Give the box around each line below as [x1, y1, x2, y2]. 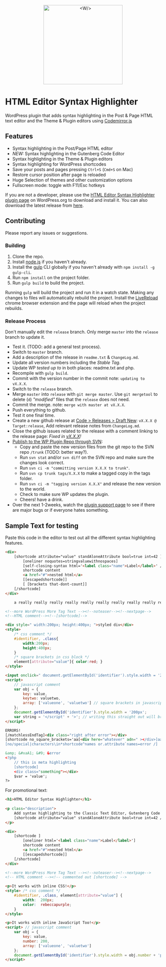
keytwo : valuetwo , [23, 696, 61, 701]
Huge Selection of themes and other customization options [12, 177, 132, 183]
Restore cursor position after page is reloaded [12, 172, 106, 178]
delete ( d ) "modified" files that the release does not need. [12, 397, 130, 403]
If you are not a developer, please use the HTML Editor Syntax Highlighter [5, 191, 155, 198]
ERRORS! [5, 728, 21, 733]
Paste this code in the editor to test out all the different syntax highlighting [5, 535, 156, 541]
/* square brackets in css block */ [14, 655, 90, 660]
